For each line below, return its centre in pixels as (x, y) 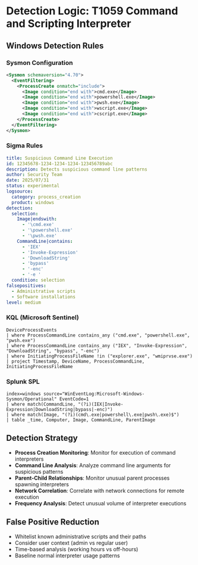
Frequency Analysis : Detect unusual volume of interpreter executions (100, 503)
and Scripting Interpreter (69, 24)
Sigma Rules (25, 146)
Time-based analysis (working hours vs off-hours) (76, 549)
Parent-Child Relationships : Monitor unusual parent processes (92, 478)
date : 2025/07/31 (28, 180)
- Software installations (44, 297)
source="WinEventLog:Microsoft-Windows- (94, 394)
